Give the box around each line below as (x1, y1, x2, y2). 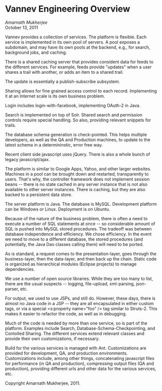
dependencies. (5, 266, 35, 272)
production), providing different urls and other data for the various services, (5, 365, 157, 372)
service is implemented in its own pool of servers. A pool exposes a (5, 39, 140, 45)
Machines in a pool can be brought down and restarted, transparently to (5, 171, 149, 177)
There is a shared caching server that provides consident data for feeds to (5, 59, 154, 65)
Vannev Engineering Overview (5, 3, 130, 15)
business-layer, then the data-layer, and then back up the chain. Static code (5, 256, 157, 261)
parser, (5, 286, 19, 292)
